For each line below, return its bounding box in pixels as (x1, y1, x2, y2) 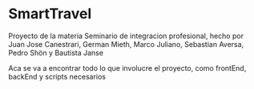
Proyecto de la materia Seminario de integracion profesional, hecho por (8, 31, 244, 41)
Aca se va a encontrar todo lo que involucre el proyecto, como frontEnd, (8, 63, 247, 72)
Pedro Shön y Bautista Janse (8, 48, 104, 57)
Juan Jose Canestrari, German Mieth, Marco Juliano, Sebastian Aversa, (8, 39, 244, 48)
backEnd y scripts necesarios (8, 72, 107, 81)
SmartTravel (8, 5, 92, 23)
